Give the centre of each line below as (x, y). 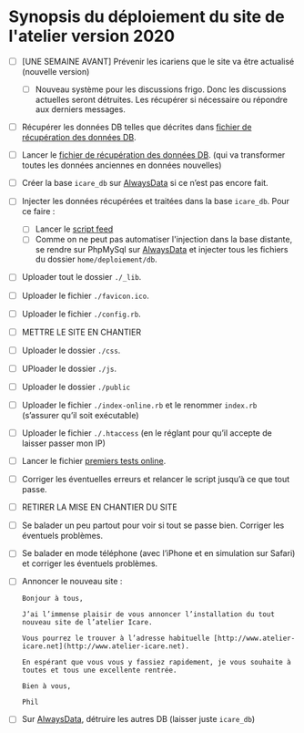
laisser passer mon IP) (63, 443)
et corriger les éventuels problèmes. (90, 563)
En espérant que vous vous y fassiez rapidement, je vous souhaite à (157, 663)
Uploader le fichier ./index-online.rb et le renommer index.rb (139, 405)
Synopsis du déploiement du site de (147, 17)
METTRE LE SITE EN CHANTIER (81, 332)
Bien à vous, (46, 687)
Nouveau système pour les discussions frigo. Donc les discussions (161, 89)
